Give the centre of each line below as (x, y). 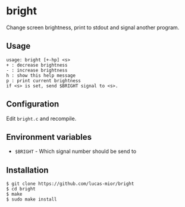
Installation (27, 170)
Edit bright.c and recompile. (41, 118)
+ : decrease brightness (37, 65)
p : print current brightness (44, 81)
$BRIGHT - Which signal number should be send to (76, 151)
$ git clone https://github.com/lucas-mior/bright (70, 184)
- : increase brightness (37, 70)
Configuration (33, 104)
